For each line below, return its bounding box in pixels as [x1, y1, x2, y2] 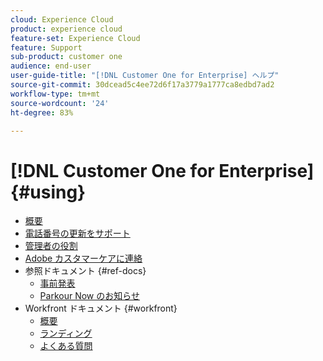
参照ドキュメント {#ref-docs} [24, 265, 147, 277]
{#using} [10, 181, 87, 203]
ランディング [39, 327, 93, 340]
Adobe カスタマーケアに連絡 [24, 252, 143, 265]
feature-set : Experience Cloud [10, 33, 141, 43]
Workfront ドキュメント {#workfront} [24, 302, 178, 315]
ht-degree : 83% [10, 107, 74, 118]
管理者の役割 [24, 240, 78, 252]
